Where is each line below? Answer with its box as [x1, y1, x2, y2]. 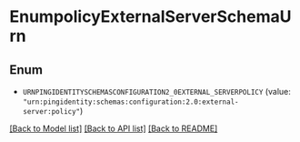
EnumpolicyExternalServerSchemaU [9, 6, 292, 27]
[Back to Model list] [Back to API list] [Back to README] [9, 123, 218, 134]
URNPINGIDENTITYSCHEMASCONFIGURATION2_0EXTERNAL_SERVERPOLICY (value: [22, 86, 291, 96]
